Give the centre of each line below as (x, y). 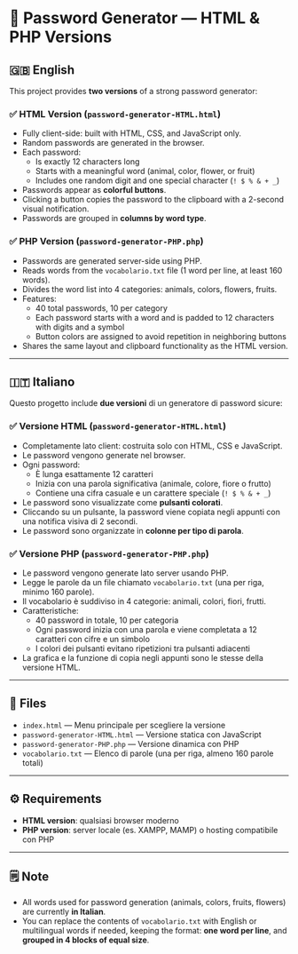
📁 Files (28, 704)
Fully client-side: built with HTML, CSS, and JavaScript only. (132, 133)
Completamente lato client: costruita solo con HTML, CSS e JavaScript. (152, 445)
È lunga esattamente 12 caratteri (94, 473)
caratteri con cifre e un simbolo (93, 639)
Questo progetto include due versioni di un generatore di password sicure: (146, 403)
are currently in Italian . (64, 912)
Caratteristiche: (50, 611)
